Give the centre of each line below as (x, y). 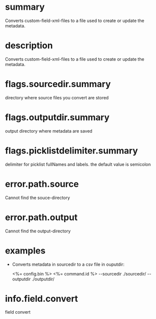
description (29, 46)
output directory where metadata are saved (49, 131)
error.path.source (42, 184)
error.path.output (41, 217)
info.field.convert (42, 299)
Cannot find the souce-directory (37, 198)
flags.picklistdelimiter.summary (71, 150)
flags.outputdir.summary (57, 117)
